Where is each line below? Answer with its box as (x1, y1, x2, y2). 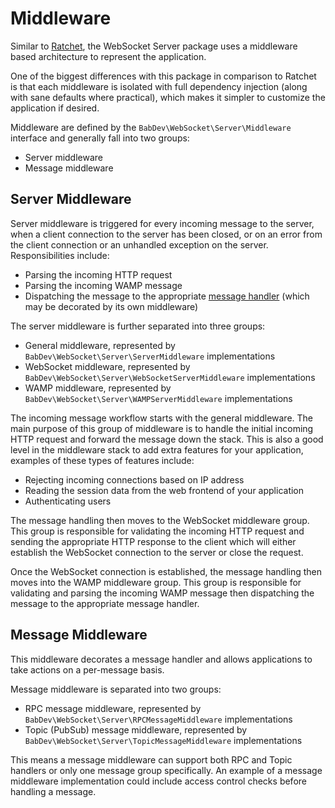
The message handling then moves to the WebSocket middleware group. (10, 514, 310, 526)
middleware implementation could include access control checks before (10, 775, 307, 787)
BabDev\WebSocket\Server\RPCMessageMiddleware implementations (24, 713, 293, 725)
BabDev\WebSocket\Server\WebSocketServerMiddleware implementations (24, 371, 316, 383)
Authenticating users (24, 495, 112, 507)
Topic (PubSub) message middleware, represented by (24, 723, 248, 736)
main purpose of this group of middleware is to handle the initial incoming (10, 422, 314, 434)
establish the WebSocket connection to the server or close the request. (10, 546, 304, 558)
